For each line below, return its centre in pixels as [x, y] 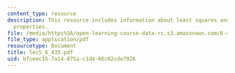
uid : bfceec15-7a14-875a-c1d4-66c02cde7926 [72, 59]
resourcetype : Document [42, 46]
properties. [31, 26]
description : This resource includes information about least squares [112, 20]
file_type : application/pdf [48, 40]
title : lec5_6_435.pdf [40, 53]
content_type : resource [42, 14]
